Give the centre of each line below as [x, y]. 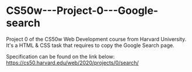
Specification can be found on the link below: [60, 56]
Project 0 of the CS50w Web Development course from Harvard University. [96, 39]
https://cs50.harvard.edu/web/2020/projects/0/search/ [72, 63]
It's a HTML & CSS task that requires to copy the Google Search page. [90, 45]
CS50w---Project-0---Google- [82, 11]
